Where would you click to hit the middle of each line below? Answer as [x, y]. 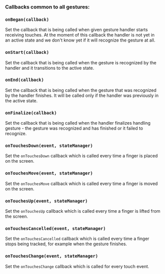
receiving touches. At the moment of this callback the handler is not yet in [80, 35]
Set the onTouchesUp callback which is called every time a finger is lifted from [83, 211]
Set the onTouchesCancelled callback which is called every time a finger [77, 239]
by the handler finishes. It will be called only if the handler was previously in [82, 95]
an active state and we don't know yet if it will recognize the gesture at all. [80, 40]
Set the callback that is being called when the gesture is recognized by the [81, 62]
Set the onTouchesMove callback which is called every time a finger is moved [82, 183]
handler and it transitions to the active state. [50, 68]
